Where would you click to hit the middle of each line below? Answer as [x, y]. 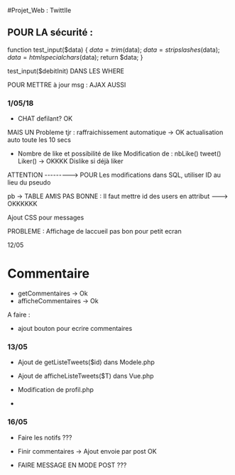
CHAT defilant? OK [45, 119]
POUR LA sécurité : [50, 32]
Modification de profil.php [56, 390]
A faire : [19, 315]
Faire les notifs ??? [45, 437]
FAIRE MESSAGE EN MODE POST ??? [72, 465]
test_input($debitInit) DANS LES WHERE [66, 71]
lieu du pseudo [29, 182]
